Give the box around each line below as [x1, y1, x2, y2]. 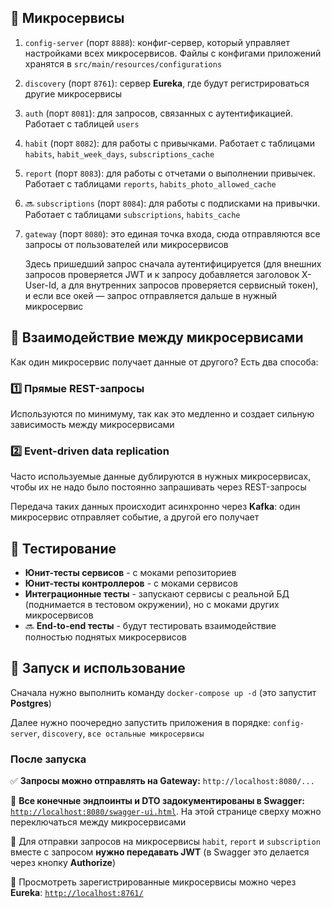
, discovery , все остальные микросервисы [36, 727, 205, 739]
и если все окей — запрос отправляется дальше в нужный [24, 289, 277, 301]
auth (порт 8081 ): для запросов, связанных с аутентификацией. [24, 107, 294, 119]
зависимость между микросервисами [10, 418, 175, 430]
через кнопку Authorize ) [10, 857, 117, 869]
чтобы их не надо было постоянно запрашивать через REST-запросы [10, 481, 307, 493]
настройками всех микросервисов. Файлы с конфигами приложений [24, 47, 322, 59]
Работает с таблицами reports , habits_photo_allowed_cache [24, 177, 277, 190]
